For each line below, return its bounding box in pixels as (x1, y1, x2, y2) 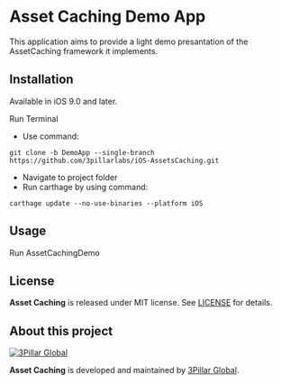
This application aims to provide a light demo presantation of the (9, 36, 249, 47)
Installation (9, 72, 74, 87)
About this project (9, 323, 113, 339)
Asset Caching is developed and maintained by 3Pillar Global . (9, 365, 240, 376)
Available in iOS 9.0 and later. (9, 96, 118, 106)
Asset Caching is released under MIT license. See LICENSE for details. (9, 297, 273, 308)
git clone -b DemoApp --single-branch (9, 148, 155, 157)
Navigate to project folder (22, 171, 118, 182)
